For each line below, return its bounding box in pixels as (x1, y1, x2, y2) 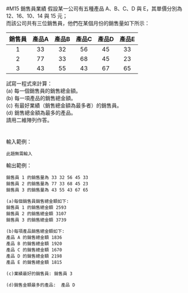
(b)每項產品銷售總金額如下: (6, 229, 65, 235)
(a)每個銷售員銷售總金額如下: (6, 198, 69, 205)
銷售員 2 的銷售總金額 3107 (6, 211, 67, 217)
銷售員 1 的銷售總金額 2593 (6, 205, 67, 211)
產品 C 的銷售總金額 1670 (6, 247, 63, 253)
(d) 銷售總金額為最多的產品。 (6, 109, 76, 116)
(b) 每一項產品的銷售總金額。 (6, 95, 76, 101)
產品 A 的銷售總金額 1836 (6, 235, 63, 241)
